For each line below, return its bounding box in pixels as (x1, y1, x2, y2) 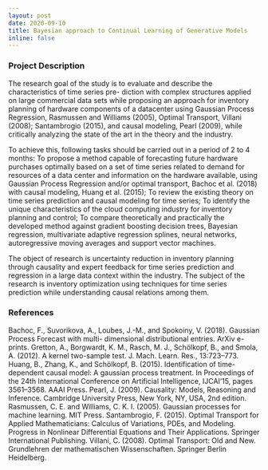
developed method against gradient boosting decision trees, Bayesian (8, 221, 238, 231)
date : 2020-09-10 (8, 19, 66, 27)
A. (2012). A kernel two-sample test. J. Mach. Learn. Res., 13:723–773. (8, 350, 239, 360)
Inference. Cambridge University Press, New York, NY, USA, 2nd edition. (8, 393, 247, 403)
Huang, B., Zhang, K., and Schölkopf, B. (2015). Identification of (8, 359, 217, 369)
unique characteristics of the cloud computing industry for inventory (8, 204, 233, 214)
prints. (8, 342, 30, 352)
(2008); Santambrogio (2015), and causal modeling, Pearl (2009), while (8, 120, 243, 130)
